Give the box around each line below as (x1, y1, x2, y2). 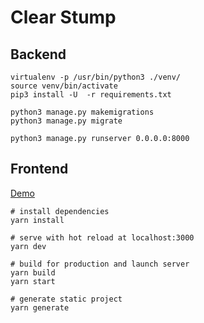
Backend (10, 46, 67, 63)
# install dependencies (10, 206, 110, 216)
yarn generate (10, 302, 70, 313)
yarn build (10, 267, 56, 278)
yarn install (10, 215, 65, 225)
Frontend (10, 161, 69, 178)
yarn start (10, 276, 56, 286)
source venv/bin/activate (10, 81, 118, 91)
